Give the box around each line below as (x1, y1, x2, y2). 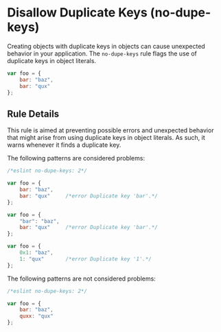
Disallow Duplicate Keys (7, 5, 148, 21)
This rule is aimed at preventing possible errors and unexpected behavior (7, 126, 214, 134)
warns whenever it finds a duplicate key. (7, 141, 121, 149)
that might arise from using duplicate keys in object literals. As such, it (7, 134, 206, 142)
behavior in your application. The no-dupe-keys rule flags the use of (7, 49, 197, 58)
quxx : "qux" (19, 313, 54, 320)
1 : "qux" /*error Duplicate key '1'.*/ (19, 255, 152, 262)
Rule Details (7, 108, 60, 119)
